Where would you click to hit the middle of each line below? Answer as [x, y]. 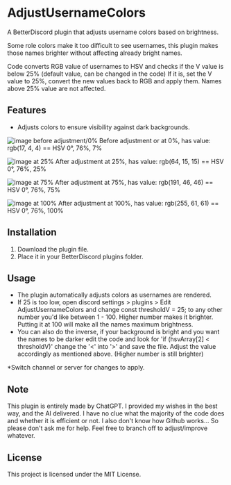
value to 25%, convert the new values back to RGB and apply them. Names [114, 81]
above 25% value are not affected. [57, 88]
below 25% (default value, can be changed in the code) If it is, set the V [110, 74]
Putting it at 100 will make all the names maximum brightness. [105, 324]
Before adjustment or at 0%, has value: [155, 140]
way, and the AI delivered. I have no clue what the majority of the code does [116, 413]
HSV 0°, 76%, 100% [35, 211]
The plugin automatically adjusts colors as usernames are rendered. [114, 295]
